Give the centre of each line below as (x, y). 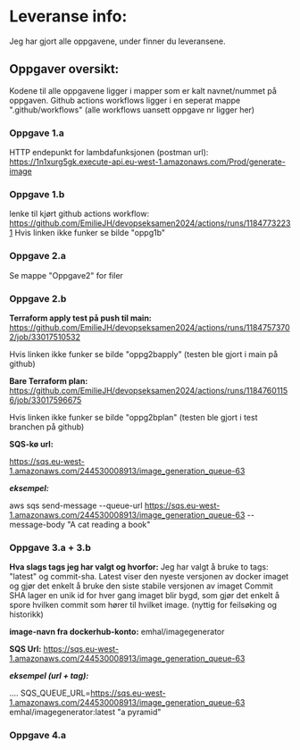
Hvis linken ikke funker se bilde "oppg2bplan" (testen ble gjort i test (133, 417)
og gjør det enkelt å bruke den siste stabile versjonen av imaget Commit (142, 586)
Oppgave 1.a (37, 133)
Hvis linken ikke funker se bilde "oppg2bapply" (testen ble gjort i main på (144, 354)
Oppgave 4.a (38, 736)
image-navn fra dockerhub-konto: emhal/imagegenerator (117, 632)
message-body (37, 524)
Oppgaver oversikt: (64, 69)
